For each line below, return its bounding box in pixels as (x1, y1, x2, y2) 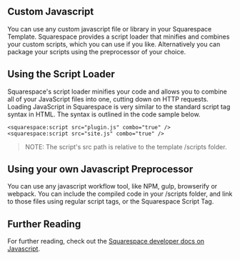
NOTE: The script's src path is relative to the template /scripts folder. (24, 142, 227, 151)
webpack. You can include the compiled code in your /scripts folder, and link (7, 189, 233, 199)
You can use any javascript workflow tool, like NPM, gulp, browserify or (7, 182, 218, 191)
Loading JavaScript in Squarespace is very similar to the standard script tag (7, 102, 231, 111)
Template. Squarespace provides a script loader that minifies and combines (7, 32, 230, 41)
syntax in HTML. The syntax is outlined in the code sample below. (7, 110, 201, 119)
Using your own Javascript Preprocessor (7, 164, 194, 176)
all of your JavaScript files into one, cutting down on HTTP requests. (7, 94, 209, 103)
